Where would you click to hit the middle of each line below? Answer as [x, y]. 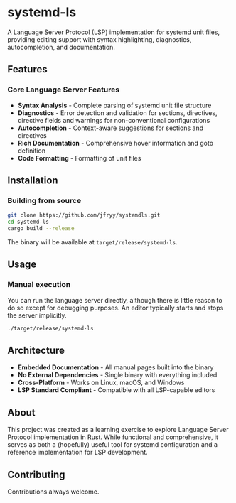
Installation [33, 181]
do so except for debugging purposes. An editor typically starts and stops [116, 308]
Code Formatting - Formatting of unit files [79, 158]
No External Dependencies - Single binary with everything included [117, 375]
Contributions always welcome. [53, 492]
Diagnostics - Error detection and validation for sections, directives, [117, 113]
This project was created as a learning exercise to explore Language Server [118, 430]
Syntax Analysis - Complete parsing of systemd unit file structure [114, 105]
